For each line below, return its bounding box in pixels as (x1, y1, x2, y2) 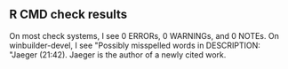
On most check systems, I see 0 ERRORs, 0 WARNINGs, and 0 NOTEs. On (9, 30, 280, 41)
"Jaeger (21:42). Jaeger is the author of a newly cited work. (9, 49, 227, 60)
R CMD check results (9, 7, 128, 22)
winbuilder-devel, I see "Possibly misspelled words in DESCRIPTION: (9, 40, 260, 50)
